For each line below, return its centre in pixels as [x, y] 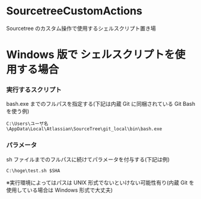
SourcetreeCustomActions [74, 11]
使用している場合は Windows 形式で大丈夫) [59, 190]
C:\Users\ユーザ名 [27, 124]
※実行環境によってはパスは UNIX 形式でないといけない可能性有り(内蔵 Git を [100, 182]
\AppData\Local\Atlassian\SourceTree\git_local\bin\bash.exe [84, 129]
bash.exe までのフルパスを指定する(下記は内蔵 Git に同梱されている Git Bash [101, 104]
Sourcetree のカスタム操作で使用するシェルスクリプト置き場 [81, 28]
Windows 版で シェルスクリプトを [91, 55]
